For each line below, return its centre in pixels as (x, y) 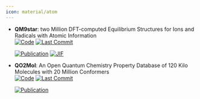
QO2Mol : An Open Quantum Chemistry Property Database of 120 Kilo (101, 65)
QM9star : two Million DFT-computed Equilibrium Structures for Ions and (104, 29)
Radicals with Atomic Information (56, 35)
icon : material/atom (32, 12)
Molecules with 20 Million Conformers (62, 72)
